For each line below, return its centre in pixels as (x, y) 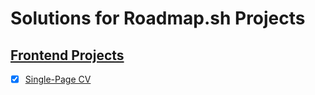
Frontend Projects (67, 55)
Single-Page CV (58, 79)
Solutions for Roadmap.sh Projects (158, 18)
